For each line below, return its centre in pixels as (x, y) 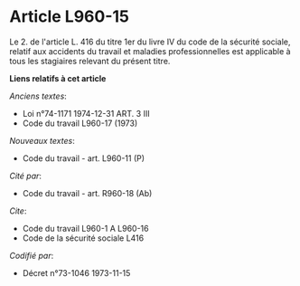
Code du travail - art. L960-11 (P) (84, 158)
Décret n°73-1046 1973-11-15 (76, 272)
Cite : (18, 211)
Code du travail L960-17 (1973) (80, 123)
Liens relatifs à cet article (58, 78)
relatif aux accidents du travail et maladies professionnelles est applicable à (150, 51)
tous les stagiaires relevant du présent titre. (90, 61)
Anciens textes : (38, 96)
